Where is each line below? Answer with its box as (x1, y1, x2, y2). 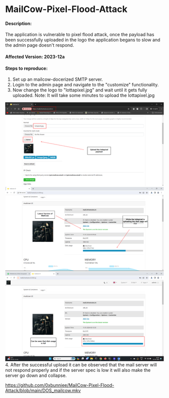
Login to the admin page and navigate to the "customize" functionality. (12, 82, 159, 88)
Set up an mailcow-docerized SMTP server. (12, 76, 103, 82)
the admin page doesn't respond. (5, 42, 74, 48)
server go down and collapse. (5, 372, 67, 378)
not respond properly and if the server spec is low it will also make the (5, 367, 151, 373)
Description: (5, 20, 32, 26)
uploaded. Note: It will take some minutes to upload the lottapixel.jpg (12, 92, 155, 98)
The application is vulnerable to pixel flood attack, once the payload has (5, 32, 154, 38)
